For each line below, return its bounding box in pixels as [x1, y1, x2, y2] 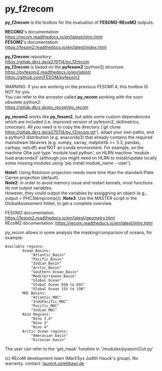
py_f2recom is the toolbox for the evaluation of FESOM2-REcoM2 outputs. [5, 19, 154, 25]
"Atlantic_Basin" [30, 252, 66, 258]
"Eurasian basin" [30, 337, 66, 342]
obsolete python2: [5, 99, 42, 105]
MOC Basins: [22, 290, 47, 295]
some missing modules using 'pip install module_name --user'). [5, 160, 132, 166]
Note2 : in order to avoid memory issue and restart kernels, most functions [5, 179, 153, 185]
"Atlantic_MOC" [30, 295, 62, 300]
